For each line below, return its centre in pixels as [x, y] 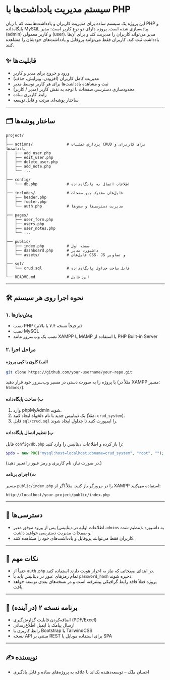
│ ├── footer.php [26, 202]
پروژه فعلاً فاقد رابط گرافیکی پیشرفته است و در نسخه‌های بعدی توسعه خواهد [85, 582]
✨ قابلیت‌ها [21, 61]
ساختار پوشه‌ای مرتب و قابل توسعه [46, 100]
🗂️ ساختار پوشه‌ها [30, 121]
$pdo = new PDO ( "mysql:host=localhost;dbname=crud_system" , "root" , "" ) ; [85, 453]
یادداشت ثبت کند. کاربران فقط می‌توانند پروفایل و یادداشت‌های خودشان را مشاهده [82, 39]
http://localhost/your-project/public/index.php [58, 495]
